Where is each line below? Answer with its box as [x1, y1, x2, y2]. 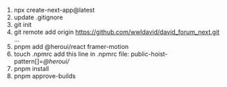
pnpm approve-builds [13, 72, 76, 80]
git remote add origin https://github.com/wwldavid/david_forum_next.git [13, 28, 220, 36]
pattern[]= [13, 57, 44, 65]
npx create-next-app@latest [13, 6, 95, 14]
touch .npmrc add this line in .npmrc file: [13, 50, 130, 58]
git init [13, 21, 32, 28]
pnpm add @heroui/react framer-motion [13, 43, 129, 50]
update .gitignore [13, 13, 64, 21]
